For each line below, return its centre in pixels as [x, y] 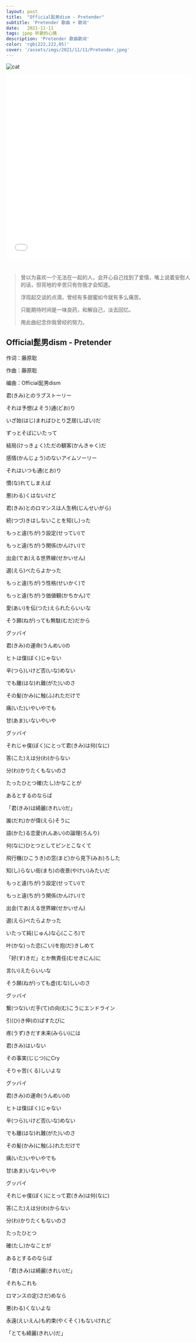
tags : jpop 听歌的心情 [32, 34]
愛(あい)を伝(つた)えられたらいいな [48, 608]
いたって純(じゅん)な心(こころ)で [46, 933]
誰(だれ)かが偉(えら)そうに [38, 820]
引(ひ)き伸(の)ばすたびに [36, 1020]
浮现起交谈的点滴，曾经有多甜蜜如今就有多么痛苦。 [82, 297]
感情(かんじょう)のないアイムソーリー [52, 458]
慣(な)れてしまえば [28, 482]
